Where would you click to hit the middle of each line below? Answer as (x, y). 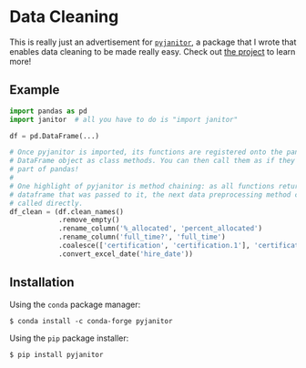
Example (35, 90)
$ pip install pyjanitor (56, 354)
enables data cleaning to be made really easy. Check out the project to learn (153, 51)
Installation (42, 283)
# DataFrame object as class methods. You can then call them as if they (153, 161)
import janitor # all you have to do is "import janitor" (124, 119)
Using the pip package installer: (69, 338)
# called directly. (46, 203)
